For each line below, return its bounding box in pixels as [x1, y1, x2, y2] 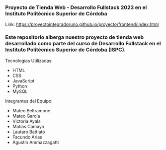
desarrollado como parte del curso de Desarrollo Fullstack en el [5, 40, 161, 47]
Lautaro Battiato [12, 129, 46, 135]
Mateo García [12, 113, 40, 119]
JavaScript [12, 77, 35, 83]
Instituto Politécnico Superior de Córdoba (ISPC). [5, 46, 126, 53]
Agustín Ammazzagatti [12, 139, 59, 145]
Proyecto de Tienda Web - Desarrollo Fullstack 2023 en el [5, 4, 147, 11]
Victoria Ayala [12, 118, 41, 124]
